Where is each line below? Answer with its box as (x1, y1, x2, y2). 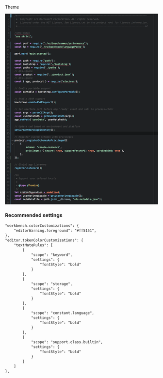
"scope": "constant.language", (31, 310, 95, 315)
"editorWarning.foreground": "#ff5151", (14, 228, 97, 233)
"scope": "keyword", (31, 252, 73, 257)
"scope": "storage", (31, 281, 73, 286)
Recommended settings (5, 212, 63, 219)
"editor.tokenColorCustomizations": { (5, 237, 83, 243)
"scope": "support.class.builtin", (31, 339, 103, 345)
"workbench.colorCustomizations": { (5, 223, 79, 228)
